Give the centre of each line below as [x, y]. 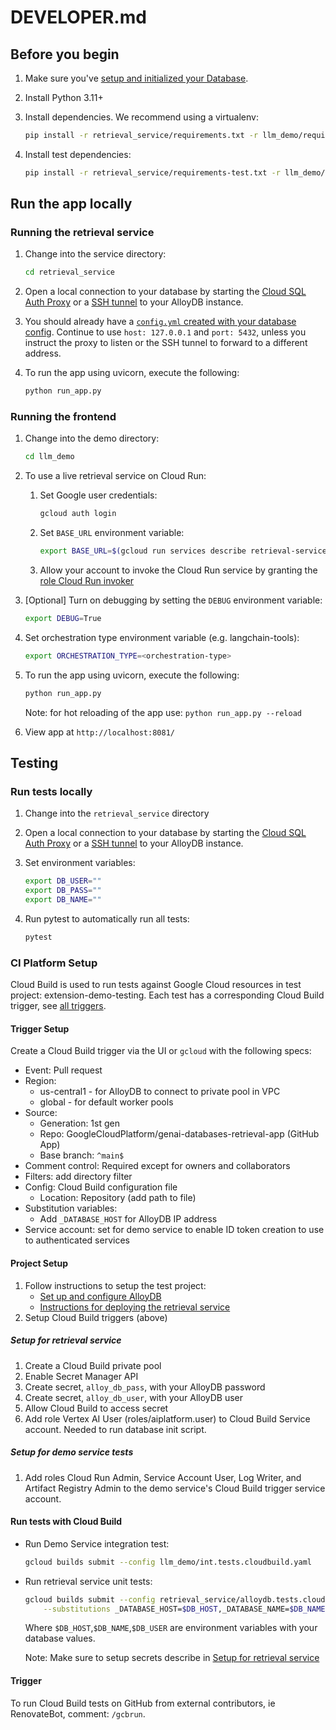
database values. [60, 1638]
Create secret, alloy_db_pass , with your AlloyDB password [145, 1387]
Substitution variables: [71, 1208]
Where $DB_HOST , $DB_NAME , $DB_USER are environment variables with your [171, 1628]
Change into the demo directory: [92, 438]
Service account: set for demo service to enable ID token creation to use [174, 1230]
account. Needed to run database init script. [115, 1429]
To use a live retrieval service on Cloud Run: [115, 476]
